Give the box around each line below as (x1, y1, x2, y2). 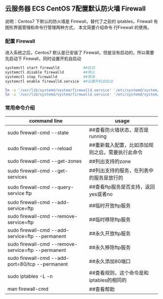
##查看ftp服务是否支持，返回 (89, 183, 155, 190)
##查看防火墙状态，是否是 (89, 126, 149, 133)
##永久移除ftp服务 (89, 244, 131, 251)
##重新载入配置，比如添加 (89, 142, 149, 148)
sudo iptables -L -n (7, 273, 53, 280)
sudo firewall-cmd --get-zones (7, 157, 82, 164)
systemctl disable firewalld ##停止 (5, 70, 95, 75)
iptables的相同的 (89, 277, 127, 283)
